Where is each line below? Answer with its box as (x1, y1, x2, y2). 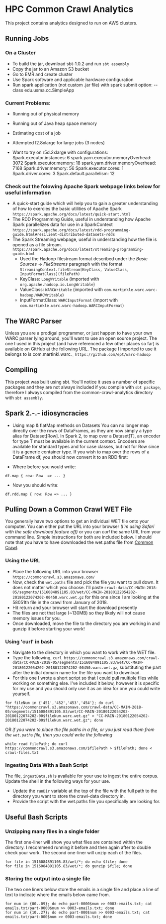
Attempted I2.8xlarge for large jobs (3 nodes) (12, 139, 105, 145)
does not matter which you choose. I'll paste (12, 584, 103, 590)
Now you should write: (12, 482, 59, 488)
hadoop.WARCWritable (19, 293, 63, 298)
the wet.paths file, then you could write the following (5, 732, 113, 738)
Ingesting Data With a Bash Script (5, 761, 88, 768)
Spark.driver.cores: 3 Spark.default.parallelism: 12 (12, 170, 115, 176)
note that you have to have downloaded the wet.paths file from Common (5, 539, 154, 545)
